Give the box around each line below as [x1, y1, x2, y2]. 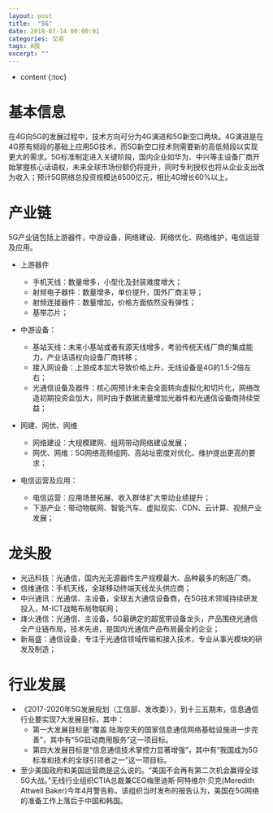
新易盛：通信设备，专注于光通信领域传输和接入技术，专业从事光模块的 [19, 634, 256, 644]
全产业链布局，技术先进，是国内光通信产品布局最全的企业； [19, 623, 220, 633]
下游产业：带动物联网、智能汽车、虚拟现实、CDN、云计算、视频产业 [32, 502, 262, 513]
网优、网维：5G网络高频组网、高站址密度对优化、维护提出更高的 [32, 448, 249, 457]
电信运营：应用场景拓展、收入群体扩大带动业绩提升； [32, 492, 211, 502]
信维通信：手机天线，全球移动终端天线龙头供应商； [19, 583, 192, 592]
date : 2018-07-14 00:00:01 [8, 27, 100, 35]
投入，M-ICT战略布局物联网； [19, 603, 120, 613]
